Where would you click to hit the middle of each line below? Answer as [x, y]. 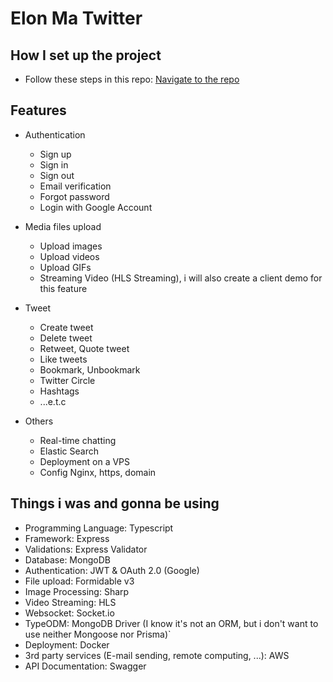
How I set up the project [86, 55]
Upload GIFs [65, 267]
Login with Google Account [96, 207]
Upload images [71, 246]
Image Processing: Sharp [77, 591]
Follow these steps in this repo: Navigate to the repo [132, 79]
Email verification [75, 186]
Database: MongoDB [67, 559]
